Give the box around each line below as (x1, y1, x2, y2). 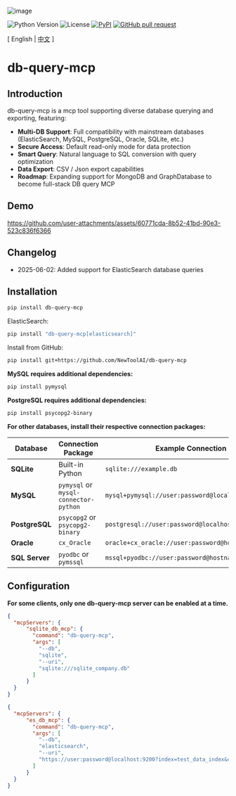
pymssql (58, 558, 84, 566)
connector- (58, 496, 95, 503)
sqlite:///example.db (105, 465, 178, 473)
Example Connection (155, 443, 227, 453)
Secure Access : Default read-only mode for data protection (17, 143, 191, 150)
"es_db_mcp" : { (25, 717, 71, 724)
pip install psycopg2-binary (7, 409, 93, 416)
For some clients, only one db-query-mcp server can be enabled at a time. (7, 598, 228, 608)
